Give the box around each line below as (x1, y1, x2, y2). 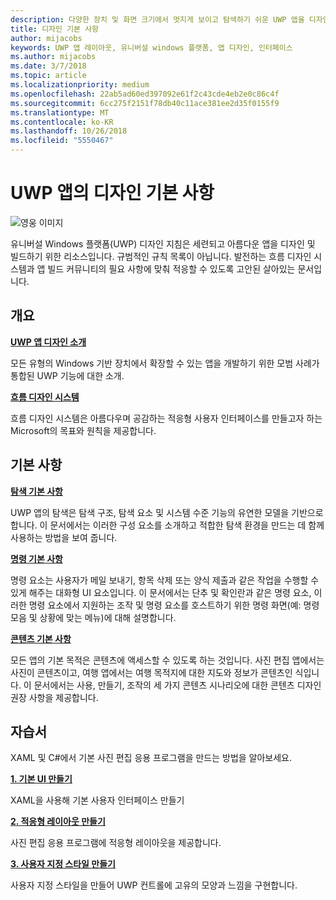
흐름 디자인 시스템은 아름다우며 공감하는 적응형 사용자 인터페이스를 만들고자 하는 (10, 412, 323, 424)
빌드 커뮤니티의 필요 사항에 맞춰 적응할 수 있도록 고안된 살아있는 (47, 262, 296, 275)
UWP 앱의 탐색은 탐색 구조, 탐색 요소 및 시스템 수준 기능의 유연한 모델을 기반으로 (10, 506, 324, 518)
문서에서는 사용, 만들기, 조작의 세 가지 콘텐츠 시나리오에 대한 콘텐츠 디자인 (33, 679, 322, 691)
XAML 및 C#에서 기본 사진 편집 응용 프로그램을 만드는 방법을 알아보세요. (10, 752, 293, 764)
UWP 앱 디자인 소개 (10, 336, 87, 348)
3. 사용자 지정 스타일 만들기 (10, 858, 116, 870)
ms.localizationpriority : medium (10, 80, 150, 90)
